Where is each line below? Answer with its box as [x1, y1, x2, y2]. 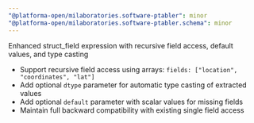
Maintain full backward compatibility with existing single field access [19, 105, 244, 115]
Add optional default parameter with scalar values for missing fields [19, 97, 244, 106]
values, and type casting [8, 49, 89, 59]
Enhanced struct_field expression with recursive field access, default [8, 40, 234, 50]
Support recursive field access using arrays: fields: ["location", [19, 64, 238, 74]
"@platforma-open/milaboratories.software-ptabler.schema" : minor [8, 19, 233, 27]
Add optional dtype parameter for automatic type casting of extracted [19, 80, 248, 90]
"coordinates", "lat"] [19, 73, 95, 81]
